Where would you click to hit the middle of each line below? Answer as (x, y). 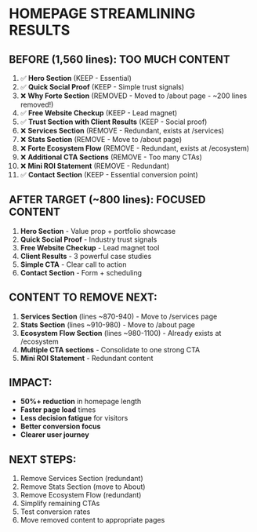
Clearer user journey (54, 435)
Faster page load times (58, 410)
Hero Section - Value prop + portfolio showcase (98, 231)
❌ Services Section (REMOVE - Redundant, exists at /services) (122, 131)
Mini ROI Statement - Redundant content (87, 358)
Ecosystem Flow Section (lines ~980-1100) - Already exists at (121, 333)
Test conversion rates (55, 512)
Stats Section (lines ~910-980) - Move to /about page (107, 324)
